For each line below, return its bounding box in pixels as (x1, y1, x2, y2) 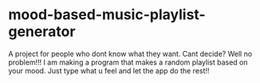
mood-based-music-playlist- (8, 6, 206, 24)
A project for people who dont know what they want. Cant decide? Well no (8, 49, 253, 58)
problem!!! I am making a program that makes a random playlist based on (8, 57, 249, 67)
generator (8, 22, 76, 41)
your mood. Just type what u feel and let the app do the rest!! (8, 65, 210, 75)
